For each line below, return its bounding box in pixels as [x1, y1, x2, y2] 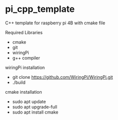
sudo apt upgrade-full [12, 104, 58, 110]
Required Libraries [5, 29, 43, 35]
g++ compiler [12, 55, 41, 60]
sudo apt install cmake [12, 109, 59, 115]
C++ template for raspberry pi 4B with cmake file [5, 20, 106, 26]
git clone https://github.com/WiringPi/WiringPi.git [12, 74, 113, 80]
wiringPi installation [5, 64, 45, 70]
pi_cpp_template [5, 3, 75, 15]
